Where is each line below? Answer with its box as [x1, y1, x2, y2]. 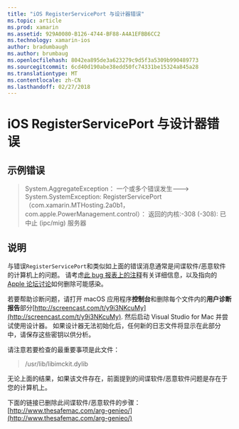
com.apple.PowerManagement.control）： [24, 210, 147, 218]
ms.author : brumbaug [7, 51, 69, 58]
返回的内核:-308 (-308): [148, 210, 218, 218]
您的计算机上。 [7, 383, 51, 392]
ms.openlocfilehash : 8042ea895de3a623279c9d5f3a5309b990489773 [7, 57, 199, 64]
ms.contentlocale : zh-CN [7, 76, 81, 84]
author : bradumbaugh [7, 43, 69, 51]
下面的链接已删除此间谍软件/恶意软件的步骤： [7, 398, 141, 407]
